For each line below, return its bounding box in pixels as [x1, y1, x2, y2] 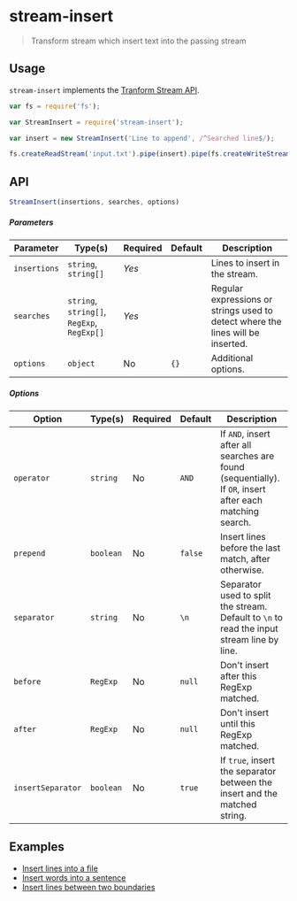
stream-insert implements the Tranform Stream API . [9, 84, 201, 95]
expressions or [210, 293, 273, 305]
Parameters [9, 217, 54, 227]
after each [219, 494, 263, 506]
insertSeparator [13, 782, 82, 793]
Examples [9, 839, 65, 855]
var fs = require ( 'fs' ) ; [9, 102, 101, 111]
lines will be [210, 326, 260, 338]
